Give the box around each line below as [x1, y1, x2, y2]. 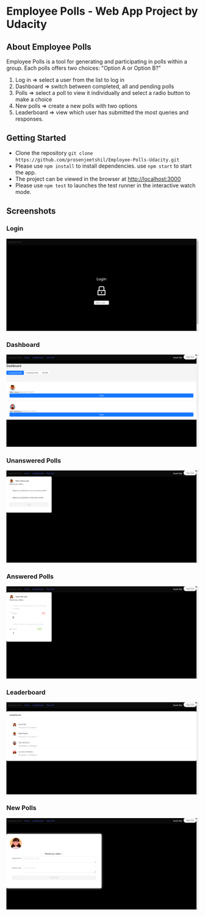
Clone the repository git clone [15, 149, 93, 157]
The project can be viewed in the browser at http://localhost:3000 [15, 175, 181, 182]
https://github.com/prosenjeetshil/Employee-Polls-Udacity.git [15, 157, 180, 163]
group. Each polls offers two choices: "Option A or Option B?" [6, 64, 162, 72]
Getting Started [6, 133, 67, 143]
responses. [15, 115, 44, 122]
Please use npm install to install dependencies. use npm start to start [15, 162, 192, 169]
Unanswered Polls [6, 456, 62, 464]
